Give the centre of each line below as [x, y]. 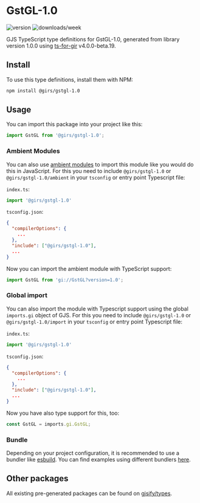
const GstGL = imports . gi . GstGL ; [49, 424]
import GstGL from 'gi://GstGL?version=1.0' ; [65, 280]
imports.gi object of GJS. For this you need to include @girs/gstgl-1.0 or [99, 315]
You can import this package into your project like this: [74, 124]
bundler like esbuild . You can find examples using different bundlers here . [99, 459]
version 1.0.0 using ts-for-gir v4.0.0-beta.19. [61, 46]
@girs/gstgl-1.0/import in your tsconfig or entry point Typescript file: [94, 322]
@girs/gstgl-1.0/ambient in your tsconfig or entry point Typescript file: [96, 177]
